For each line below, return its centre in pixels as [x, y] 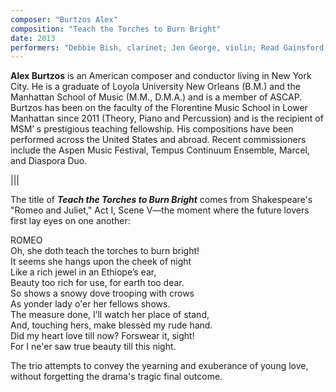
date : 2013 [33, 38]
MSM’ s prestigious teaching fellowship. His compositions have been [152, 129]
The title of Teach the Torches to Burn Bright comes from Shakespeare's [161, 200]
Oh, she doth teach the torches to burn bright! [105, 251]
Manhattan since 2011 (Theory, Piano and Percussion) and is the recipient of [167, 118]
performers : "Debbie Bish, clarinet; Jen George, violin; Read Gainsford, [169, 47]
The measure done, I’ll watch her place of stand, [110, 315]
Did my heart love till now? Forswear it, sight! [102, 336]
